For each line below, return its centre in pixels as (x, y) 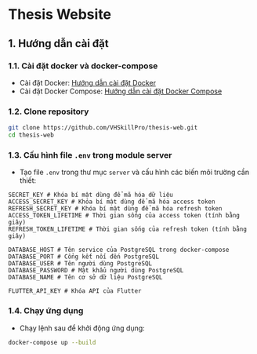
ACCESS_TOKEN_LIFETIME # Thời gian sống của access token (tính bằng (124, 216)
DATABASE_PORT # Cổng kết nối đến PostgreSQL (83, 257)
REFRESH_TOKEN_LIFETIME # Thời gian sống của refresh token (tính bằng (127, 229)
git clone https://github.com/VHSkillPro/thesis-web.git (103, 128)
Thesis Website (60, 15)
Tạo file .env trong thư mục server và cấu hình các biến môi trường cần (134, 172)
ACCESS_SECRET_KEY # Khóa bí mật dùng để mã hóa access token (112, 202)
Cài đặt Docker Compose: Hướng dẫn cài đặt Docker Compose (121, 91)
